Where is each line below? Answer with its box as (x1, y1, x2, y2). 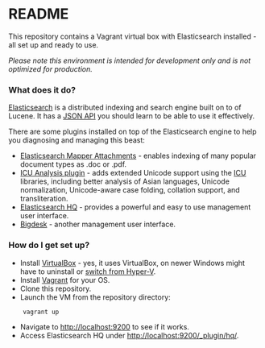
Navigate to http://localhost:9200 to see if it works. (19, 321, 189, 331)
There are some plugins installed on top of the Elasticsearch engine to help (8, 126, 257, 137)
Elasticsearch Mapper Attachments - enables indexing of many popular (19, 151, 256, 161)
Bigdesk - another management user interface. (19, 219, 176, 230)
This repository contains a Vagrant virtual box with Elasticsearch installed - (8, 31, 257, 41)
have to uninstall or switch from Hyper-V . (19, 267, 156, 276)
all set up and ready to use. (8, 39, 99, 49)
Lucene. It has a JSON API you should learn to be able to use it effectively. (8, 111, 255, 121)
